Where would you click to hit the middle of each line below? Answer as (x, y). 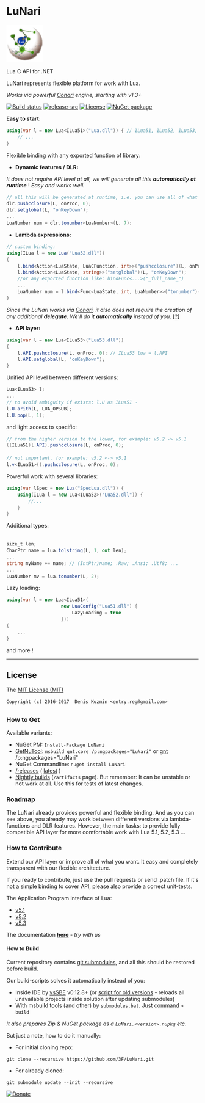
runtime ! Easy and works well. (45, 185)
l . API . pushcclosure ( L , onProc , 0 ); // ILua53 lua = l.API (92, 353)
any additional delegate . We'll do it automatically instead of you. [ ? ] (93, 316)
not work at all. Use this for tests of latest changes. (79, 784)
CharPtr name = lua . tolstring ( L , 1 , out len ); (67, 551)
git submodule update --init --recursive (60, 1082)
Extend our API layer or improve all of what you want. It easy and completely (102, 861)
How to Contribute (34, 848)
